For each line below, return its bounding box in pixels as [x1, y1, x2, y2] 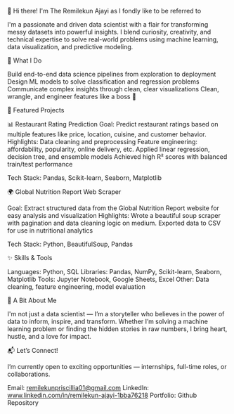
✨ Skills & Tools [7, 254, 53, 261]
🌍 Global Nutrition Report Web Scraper [7, 188, 122, 196]
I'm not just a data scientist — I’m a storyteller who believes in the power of [7, 310, 225, 318]
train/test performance [7, 160, 73, 168]
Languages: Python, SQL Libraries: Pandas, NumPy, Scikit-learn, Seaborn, [7, 268, 222, 276]
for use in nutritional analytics [7, 226, 93, 235]
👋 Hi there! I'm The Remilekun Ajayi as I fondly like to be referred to [7, 7, 202, 15]
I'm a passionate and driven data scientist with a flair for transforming [7, 20, 209, 28]
